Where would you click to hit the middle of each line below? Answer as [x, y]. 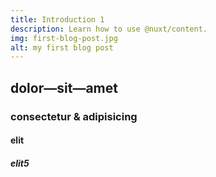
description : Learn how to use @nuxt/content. [109, 29]
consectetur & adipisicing [74, 116]
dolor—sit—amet [64, 87]
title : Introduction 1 [57, 19]
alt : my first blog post [62, 47]
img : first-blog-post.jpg [64, 38]
